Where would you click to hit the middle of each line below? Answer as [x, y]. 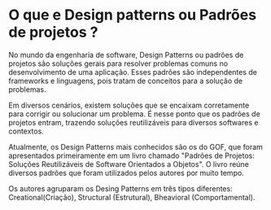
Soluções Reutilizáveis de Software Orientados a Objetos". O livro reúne [129, 164]
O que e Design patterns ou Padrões [133, 15]
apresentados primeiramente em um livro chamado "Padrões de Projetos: [131, 155]
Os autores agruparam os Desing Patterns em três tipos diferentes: [121, 188]
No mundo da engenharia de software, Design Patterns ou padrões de [126, 55]
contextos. [26, 131]
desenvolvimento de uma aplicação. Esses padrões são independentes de [133, 72]
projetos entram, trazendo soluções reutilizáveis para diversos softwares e [133, 122]
